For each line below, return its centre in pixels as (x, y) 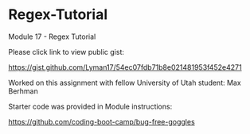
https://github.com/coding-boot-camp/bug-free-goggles (102, 121)
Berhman (23, 91)
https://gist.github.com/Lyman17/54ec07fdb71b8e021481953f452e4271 (125, 67)
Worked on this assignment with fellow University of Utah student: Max (125, 82)
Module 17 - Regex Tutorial (52, 36)
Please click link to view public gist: (66, 52)
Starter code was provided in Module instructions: (90, 106)
